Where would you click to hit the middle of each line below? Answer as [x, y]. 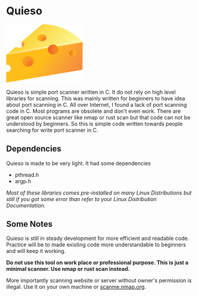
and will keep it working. [36, 251]
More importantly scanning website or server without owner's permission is [99, 280]
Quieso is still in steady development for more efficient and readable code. [98, 238]
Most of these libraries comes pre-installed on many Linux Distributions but [99, 193]
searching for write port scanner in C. [52, 130]
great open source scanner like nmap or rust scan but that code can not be [98, 117]
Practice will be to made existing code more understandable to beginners [96, 245]
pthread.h [27, 175]
